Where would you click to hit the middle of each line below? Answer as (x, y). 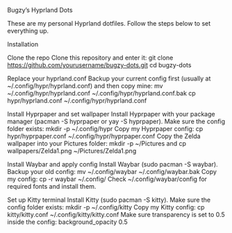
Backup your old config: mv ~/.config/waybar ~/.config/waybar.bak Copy (112, 172)
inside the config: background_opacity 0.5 (67, 222)
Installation (23, 44)
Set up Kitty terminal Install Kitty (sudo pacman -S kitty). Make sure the (109, 200)
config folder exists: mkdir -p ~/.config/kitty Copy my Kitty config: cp (106, 207)
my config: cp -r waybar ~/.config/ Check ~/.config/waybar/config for (107, 179)
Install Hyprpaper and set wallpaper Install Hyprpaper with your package (111, 114)
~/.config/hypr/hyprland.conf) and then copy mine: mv (85, 86)
